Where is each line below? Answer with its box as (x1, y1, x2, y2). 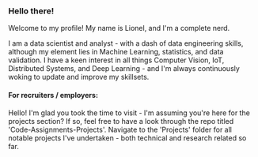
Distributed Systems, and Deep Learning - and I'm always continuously (8, 64, 240, 73)
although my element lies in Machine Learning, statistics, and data (8, 47, 224, 57)
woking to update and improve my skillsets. (8, 73, 150, 82)
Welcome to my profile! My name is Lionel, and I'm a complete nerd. (8, 24, 230, 33)
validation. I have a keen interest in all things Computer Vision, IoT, (8, 55, 225, 65)
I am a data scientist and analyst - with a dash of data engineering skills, (8, 39, 244, 48)
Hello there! (8, 6, 55, 17)
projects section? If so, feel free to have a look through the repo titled (8, 116, 234, 125)
